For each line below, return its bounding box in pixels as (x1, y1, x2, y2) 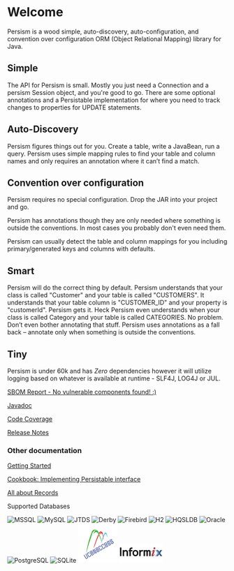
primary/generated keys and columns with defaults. (7, 245, 156, 253)
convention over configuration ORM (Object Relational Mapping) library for (7, 34, 221, 43)
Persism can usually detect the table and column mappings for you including (7, 237, 228, 246)
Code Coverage (7, 415, 53, 423)
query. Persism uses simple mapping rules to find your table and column (7, 149, 215, 158)
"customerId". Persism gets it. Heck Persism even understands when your (7, 306, 220, 314)
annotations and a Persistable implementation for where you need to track (7, 96, 221, 104)
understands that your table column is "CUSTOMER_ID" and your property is (7, 298, 228, 307)
